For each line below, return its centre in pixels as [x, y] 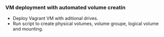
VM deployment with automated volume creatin [65, 7]
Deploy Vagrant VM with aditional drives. [55, 18]
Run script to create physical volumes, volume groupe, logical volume [86, 23]
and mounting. [28, 29]
